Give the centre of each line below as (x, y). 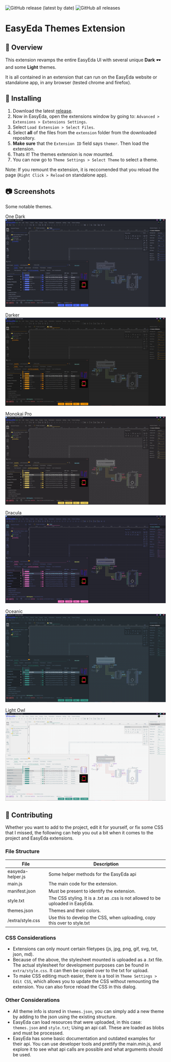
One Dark (15, 216)
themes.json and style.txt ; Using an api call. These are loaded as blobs (88, 1027)
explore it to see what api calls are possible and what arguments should (88, 1049)
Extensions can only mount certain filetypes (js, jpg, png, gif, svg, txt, (85, 949)
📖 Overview (24, 47)
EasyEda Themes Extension (65, 29)
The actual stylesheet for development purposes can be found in (81, 965)
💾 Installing (23, 99)
